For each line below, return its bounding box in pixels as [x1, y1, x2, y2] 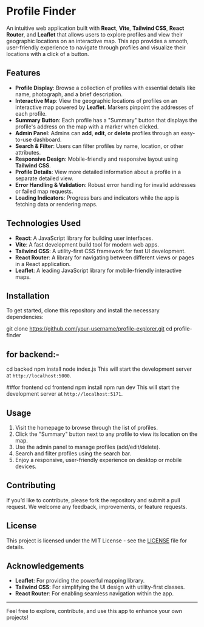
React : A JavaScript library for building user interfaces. [15, 234, 154, 242]
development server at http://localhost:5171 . [6, 390, 123, 398]
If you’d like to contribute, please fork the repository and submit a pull [6, 496, 180, 503]
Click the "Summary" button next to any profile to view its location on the [15, 430, 198, 438]
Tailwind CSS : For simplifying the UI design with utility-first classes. [15, 583, 185, 591]
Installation [6, 290, 50, 301]
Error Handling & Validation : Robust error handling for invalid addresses [15, 181, 196, 188]
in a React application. [15, 260, 71, 267]
